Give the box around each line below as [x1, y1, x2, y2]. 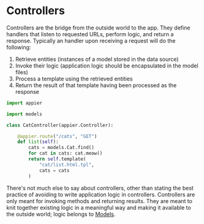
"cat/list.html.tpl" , [39, 161, 95, 168]
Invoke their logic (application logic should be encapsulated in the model [15, 62, 198, 69]
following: [6, 44, 31, 51]
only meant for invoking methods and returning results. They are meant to [6, 197, 193, 204]
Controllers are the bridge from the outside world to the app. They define [6, 24, 191, 31]
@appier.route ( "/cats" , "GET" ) [17, 133, 97, 139]
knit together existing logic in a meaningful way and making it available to [6, 204, 191, 211]
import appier [6, 99, 43, 106]
